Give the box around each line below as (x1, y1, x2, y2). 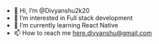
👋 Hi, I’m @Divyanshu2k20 (13, 7, 90, 14)
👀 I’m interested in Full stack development (13, 14, 133, 22)
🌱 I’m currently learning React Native (13, 21, 119, 29)
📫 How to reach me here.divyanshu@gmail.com (13, 29, 152, 37)
